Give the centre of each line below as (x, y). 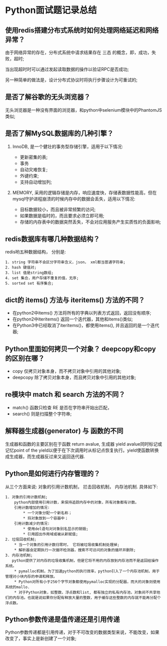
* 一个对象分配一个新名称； (48, 513)
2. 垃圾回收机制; (21, 539)
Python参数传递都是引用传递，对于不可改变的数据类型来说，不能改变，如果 (82, 632)
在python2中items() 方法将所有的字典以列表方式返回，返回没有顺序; (82, 313)
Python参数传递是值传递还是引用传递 (63, 619)
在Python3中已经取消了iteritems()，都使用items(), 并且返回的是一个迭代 (86, 325)
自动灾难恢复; (34, 169)
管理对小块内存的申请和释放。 (31, 576)
